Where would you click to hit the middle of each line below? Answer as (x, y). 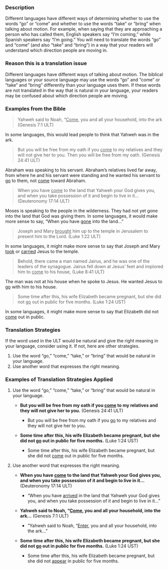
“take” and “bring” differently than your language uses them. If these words (83, 85)
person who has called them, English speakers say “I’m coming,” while (78, 35)
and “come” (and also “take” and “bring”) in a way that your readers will (79, 45)
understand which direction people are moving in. (56, 50)
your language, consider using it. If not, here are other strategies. (72, 346)
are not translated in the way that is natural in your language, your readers (81, 90)
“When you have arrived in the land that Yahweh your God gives (94, 496)
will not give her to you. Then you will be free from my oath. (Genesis (89, 155)
